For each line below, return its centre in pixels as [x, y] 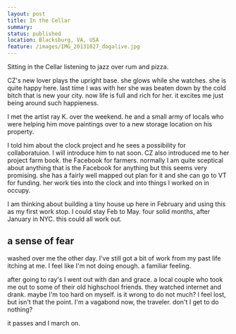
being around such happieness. [53, 103]
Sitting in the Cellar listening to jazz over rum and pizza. [88, 67]
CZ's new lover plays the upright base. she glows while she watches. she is [117, 80]
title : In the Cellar [39, 20]
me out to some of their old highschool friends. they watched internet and [114, 287]
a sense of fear [41, 241]
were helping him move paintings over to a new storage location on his [110, 124]
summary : [20, 27]
